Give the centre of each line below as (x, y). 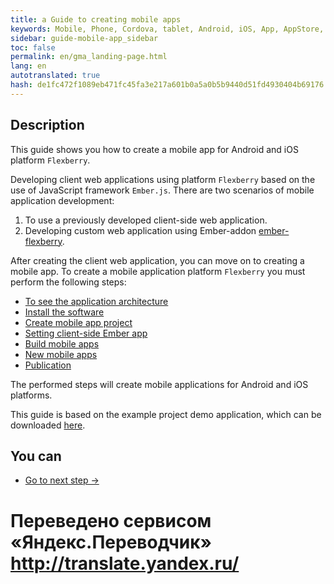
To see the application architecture (96, 301)
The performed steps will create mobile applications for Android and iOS (159, 384)
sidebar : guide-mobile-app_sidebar (84, 38)
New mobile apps (61, 354)
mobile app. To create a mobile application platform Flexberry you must (158, 271)
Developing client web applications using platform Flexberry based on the (163, 179)
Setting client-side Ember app (86, 333)
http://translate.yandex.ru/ (125, 563)
